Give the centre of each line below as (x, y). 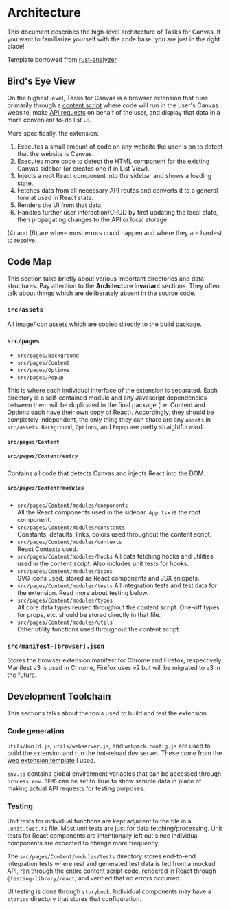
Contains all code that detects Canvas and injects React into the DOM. (106, 473)
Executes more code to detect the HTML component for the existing (113, 161)
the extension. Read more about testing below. (83, 592)
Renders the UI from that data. (60, 205)
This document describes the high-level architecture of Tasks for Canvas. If (114, 32)
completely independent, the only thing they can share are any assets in (109, 420)
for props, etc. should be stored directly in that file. (89, 614)
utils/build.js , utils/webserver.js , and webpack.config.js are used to (109, 746)
